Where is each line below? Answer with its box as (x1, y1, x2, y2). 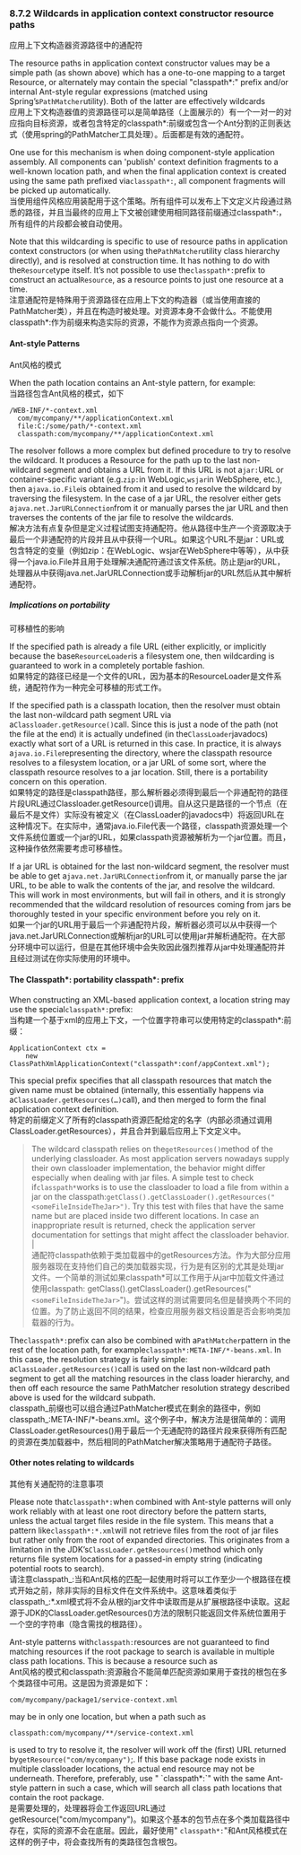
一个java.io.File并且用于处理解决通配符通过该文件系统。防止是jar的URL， (16, 556, 285, 567)
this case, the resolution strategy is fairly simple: (9, 1353, 188, 1364)
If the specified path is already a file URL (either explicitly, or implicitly (9, 641, 267, 652)
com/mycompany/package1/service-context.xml (9, 1695, 178, 1704)
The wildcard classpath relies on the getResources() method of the (30, 1143, 274, 1154)
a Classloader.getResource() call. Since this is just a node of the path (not (9, 719, 279, 730)
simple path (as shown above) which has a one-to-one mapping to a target (9, 67, 286, 78)
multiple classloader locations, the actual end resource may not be (9, 1763, 255, 1774)
